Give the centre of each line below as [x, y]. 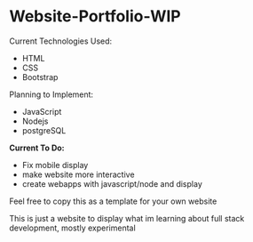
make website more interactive [78, 174]
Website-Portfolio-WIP [95, 16]
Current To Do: [37, 148]
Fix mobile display [55, 165]
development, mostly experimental [72, 228]
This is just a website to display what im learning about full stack [127, 218]
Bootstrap [40, 77]
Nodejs [35, 121]
